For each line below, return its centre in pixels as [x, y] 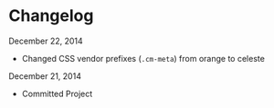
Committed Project [57, 93]
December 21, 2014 [45, 76]
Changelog [51, 16]
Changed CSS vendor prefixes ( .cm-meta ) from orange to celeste [143, 58]
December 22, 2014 [46, 41]
